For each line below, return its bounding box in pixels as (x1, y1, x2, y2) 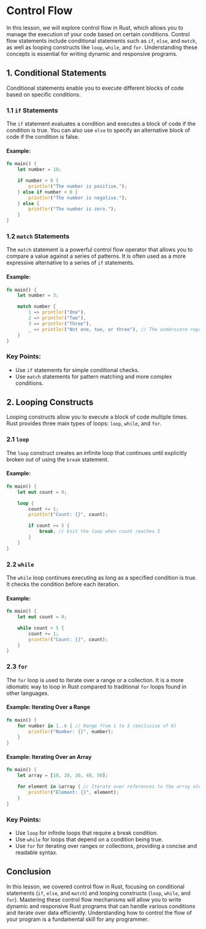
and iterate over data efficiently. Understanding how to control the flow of (6, 909, 192, 916)
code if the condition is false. (6, 133, 80, 141)
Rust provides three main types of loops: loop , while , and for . (6, 420, 162, 427)
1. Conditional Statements (6, 68, 107, 79)
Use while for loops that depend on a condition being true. (15, 836, 164, 843)
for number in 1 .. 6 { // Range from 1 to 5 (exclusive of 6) (17, 723, 177, 729)
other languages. (6, 689, 50, 697)
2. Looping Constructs (6, 397, 94, 408)
